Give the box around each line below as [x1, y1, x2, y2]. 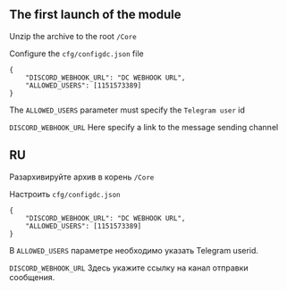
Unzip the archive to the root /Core [9, 30, 137, 41]
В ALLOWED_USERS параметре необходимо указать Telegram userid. [9, 245, 259, 255]
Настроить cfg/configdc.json [9, 188, 121, 199]
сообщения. [9, 271, 55, 282]
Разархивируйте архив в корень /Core [9, 171, 155, 182]
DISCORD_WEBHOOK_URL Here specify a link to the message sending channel [9, 121, 279, 132]
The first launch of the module [9, 7, 181, 22]
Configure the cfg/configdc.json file [9, 48, 145, 59]
